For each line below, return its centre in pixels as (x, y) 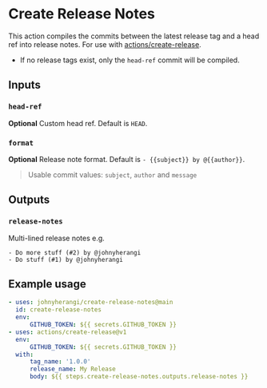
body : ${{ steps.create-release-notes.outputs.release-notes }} (139, 377)
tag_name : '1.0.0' (60, 362)
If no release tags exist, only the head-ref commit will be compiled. (130, 60)
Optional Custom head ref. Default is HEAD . (78, 123)
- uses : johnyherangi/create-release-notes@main (91, 303)
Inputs (25, 85)
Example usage (47, 284)
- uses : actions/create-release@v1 (68, 332)
